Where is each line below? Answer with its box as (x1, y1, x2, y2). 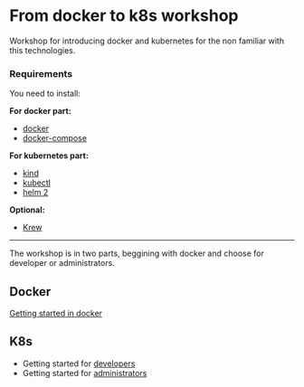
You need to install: (9, 88, 81, 99)
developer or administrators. (9, 258, 115, 269)
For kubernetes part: (9, 150, 89, 161)
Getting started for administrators (22, 367, 147, 378)
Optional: (9, 204, 45, 215)
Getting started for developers (22, 358, 136, 369)
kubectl (22, 177, 52, 188)
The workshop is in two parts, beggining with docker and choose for (9, 248, 264, 259)
